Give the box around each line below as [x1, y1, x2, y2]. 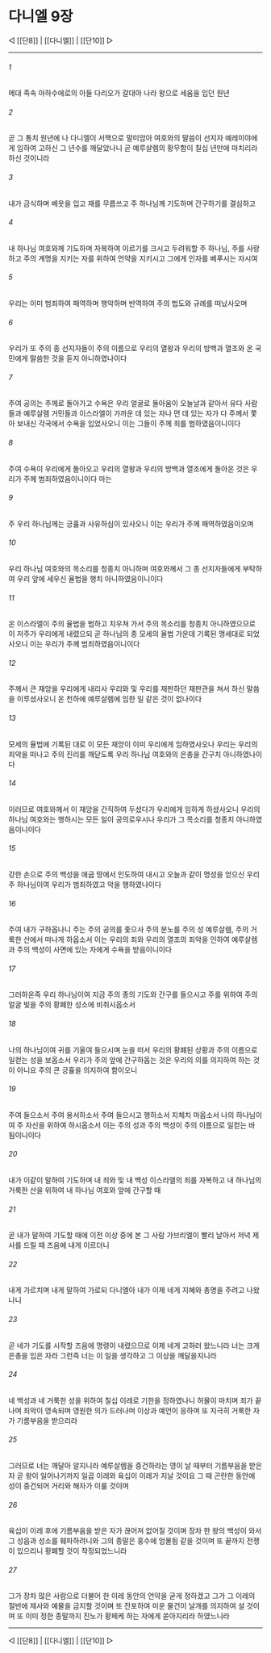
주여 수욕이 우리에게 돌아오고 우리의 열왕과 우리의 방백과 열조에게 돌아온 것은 [8, 463, 250, 473]
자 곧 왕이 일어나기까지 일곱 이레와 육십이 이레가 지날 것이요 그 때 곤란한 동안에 [8, 1471, 256, 1481]
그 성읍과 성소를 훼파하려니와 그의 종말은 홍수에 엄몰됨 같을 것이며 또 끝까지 [8, 1536, 245, 1546]
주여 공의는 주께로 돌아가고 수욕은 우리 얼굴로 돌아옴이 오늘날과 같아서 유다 [8, 399, 244, 408]
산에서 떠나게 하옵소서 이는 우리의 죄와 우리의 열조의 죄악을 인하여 [23, 935, 230, 944]
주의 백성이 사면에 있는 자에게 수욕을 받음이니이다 [16, 945, 172, 955]
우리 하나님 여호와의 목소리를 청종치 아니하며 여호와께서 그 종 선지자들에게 [8, 563, 241, 573]
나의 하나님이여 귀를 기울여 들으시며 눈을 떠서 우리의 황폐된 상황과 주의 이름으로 [8, 1044, 258, 1054]
